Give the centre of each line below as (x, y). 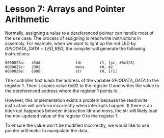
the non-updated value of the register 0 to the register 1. (62, 115)
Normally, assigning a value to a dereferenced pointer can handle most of (79, 33)
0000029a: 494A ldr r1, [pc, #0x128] (70, 63)
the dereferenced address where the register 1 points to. (62, 91)
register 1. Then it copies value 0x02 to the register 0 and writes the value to (82, 85)
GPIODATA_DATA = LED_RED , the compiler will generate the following (75, 48)
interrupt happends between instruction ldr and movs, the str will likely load (82, 111)
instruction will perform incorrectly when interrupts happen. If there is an (79, 105)
